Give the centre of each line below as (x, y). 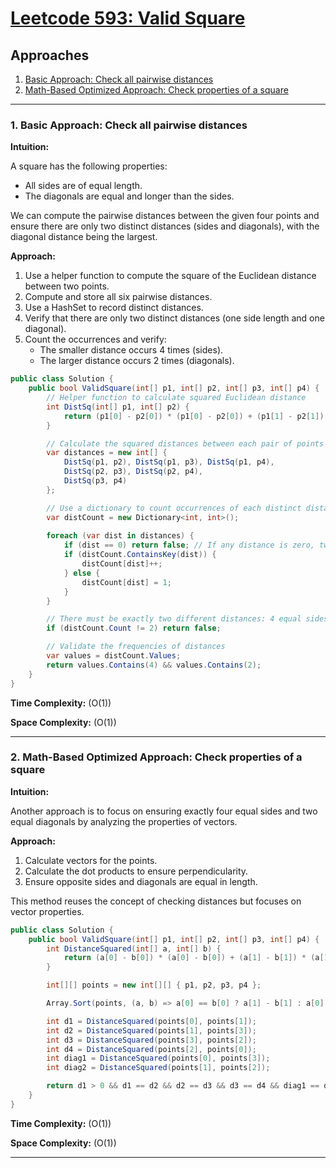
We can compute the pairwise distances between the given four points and (165, 216)
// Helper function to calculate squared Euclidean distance (176, 398)
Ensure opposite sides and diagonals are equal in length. (141, 881)
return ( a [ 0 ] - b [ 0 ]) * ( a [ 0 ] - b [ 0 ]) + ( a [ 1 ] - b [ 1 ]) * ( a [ (194, 958)
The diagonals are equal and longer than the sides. (129, 196)
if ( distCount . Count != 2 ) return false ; (134, 628)
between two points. (67, 286)
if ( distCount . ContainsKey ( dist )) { (140, 555)
